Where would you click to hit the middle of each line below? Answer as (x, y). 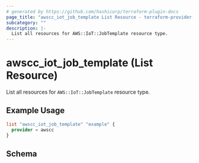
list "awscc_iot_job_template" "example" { (61, 124)
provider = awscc (33, 130)
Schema (22, 154)
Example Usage (36, 111)
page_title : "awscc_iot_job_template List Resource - (74, 17)
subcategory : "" (26, 23)
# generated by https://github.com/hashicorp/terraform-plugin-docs (92, 12)
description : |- (26, 28)
